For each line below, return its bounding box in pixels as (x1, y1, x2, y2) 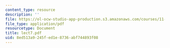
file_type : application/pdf (5, 21, 65, 26)
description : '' (5, 12, 39, 17)
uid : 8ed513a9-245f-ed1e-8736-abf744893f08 (5, 35, 99, 40)
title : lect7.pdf (5, 30, 42, 35)
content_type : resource (5, 7, 56, 12)
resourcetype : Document (5, 26, 56, 31)
